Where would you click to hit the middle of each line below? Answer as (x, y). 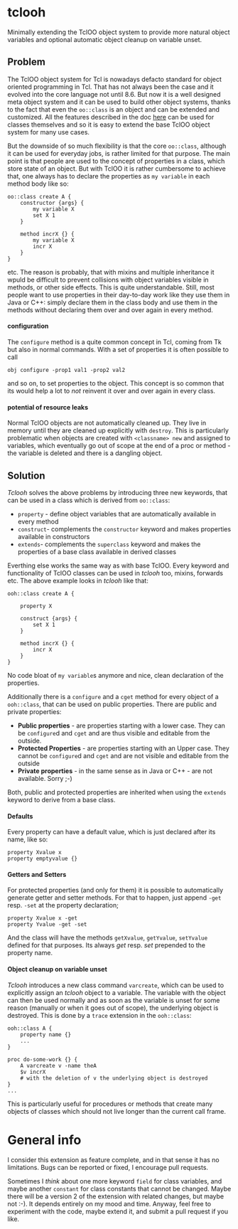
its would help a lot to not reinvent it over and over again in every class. (111, 390)
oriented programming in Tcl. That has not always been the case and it (111, 87)
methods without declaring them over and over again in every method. (110, 309)
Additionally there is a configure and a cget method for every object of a (113, 696)
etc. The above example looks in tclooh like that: (78, 580)
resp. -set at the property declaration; (63, 905)
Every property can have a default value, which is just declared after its (112, 832)
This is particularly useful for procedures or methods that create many (110, 1104)
